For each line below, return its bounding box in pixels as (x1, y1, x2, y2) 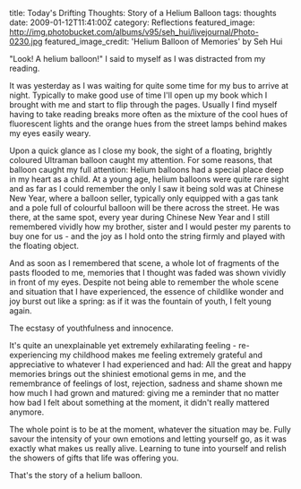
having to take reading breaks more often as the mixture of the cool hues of (9, 109, 288, 119)
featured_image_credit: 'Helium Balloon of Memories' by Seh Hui (44, 36, 283, 47)
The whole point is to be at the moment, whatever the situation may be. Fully (9, 425, 291, 434)
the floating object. (9, 241, 79, 251)
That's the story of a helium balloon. (9, 470, 143, 480)
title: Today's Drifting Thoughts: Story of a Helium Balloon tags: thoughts (9, 8, 277, 18)
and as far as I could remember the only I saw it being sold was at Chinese (9, 184, 284, 193)
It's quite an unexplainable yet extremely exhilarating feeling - (9, 340, 237, 350)
